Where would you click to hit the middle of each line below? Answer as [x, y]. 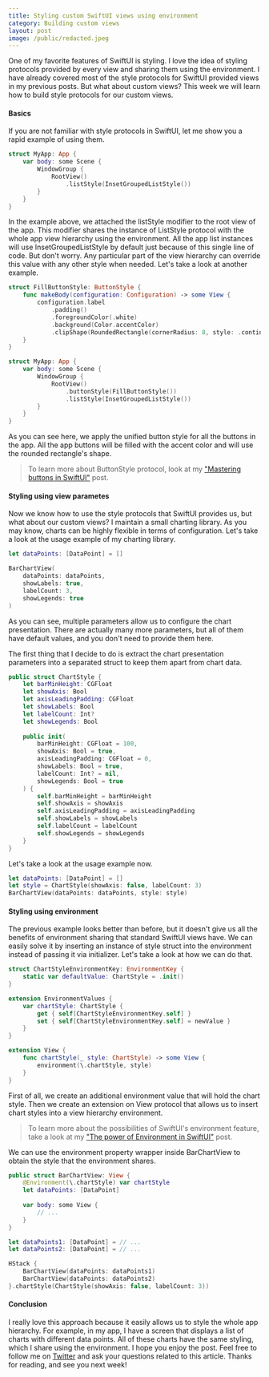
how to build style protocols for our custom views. [91, 95]
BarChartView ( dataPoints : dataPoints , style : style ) [98, 893]
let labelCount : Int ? [58, 714]
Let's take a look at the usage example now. [80, 863]
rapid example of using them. [56, 139]
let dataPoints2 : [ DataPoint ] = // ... [75, 1250]
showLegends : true [53, 598]
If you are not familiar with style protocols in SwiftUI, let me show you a [125, 131]
